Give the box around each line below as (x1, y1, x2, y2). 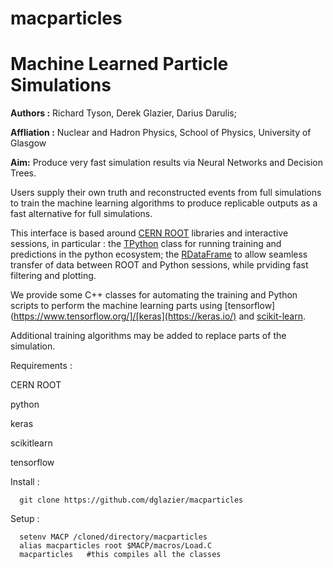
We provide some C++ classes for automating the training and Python (10, 289, 298, 301)
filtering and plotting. (10, 270, 97, 282)
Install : (10, 476, 40, 488)
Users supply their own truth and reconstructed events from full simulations (10, 187, 322, 199)
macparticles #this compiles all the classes (19, 550, 222, 560)
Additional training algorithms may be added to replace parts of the (10, 330, 287, 342)
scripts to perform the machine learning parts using (10, 300, 223, 312)
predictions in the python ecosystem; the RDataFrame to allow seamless (10, 248, 308, 261)
